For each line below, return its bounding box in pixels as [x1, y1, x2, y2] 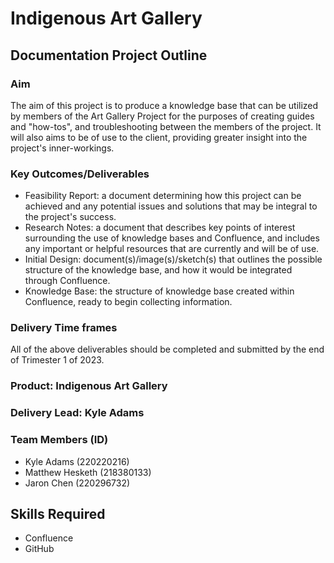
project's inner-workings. [10, 142, 115, 154]
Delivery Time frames [10, 321, 118, 335]
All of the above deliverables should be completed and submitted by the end [10, 343, 325, 356]
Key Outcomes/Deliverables [10, 167, 150, 181]
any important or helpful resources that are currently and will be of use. [24, 243, 320, 255]
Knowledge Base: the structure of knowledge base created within [24, 285, 295, 297]
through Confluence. [24, 275, 111, 287]
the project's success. [24, 211, 117, 223]
